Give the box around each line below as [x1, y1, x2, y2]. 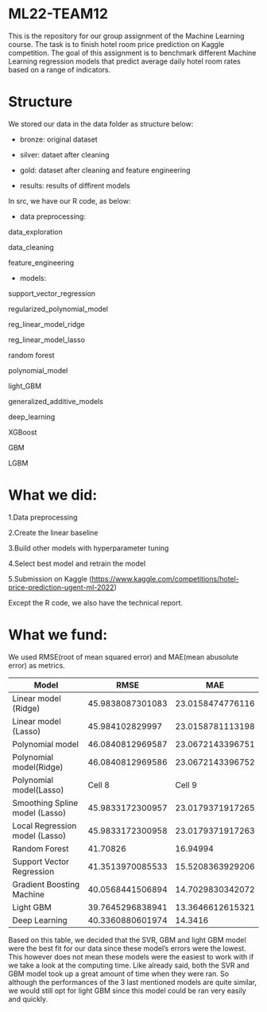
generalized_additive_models [8, 396, 103, 406]
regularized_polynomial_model [8, 304, 109, 313]
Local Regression [12, 820, 77, 831]
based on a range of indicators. [8, 64, 111, 74]
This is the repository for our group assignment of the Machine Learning [8, 31, 245, 41]
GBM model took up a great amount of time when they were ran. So [8, 968, 230, 979]
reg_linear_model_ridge [8, 319, 85, 329]
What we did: [8, 486, 98, 504]
